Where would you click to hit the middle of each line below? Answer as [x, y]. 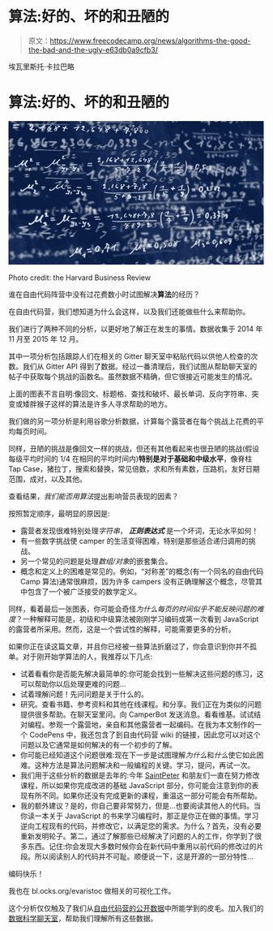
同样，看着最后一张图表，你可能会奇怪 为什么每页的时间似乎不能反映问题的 [132, 609]
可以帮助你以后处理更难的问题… [73, 684]
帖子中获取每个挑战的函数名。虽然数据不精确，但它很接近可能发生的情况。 [132, 377]
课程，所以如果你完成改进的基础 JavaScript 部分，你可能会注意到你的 [136, 786]
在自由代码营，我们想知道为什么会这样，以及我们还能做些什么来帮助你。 [129, 312]
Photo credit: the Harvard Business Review [80, 278]
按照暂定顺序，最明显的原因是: [60, 514]
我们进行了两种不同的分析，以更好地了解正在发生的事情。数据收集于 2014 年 [136, 329]
